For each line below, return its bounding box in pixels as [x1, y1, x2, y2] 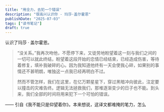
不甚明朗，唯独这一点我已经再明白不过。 [26, 68, 108, 74]
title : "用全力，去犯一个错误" [5, 7, 62, 12]
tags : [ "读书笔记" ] [5, 21, 42, 26]
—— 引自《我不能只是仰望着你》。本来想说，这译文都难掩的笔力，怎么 [5, 102, 146, 108]
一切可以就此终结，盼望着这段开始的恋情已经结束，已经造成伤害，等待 [17, 56, 160, 62]
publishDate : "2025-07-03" [5, 16, 60, 21]
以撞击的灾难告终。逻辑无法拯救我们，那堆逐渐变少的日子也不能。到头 [17, 85, 160, 91]
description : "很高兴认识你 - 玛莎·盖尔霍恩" [5, 12, 91, 17]
